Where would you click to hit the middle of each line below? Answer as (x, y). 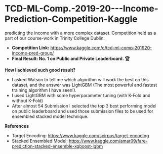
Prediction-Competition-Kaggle (71, 19)
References (17, 126)
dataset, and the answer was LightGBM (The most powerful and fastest (84, 85)
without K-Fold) (27, 101)
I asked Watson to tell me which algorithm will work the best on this (80, 79)
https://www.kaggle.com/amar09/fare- (108, 141)
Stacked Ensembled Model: (40, 141)
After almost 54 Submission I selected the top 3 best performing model (84, 106)
